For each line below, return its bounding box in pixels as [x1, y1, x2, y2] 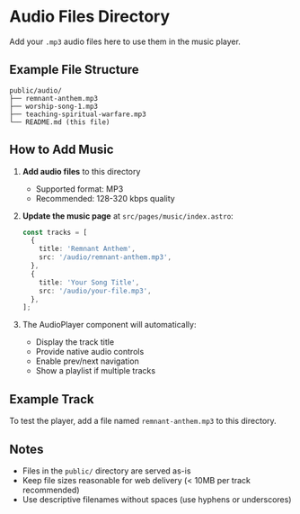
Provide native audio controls [35, 347, 145, 357]
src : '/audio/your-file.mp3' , [39, 286, 152, 295]
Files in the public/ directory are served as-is [22, 465, 191, 476]
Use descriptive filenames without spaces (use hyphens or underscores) [22, 493, 292, 505]
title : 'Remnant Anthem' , [39, 245, 137, 254]
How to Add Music [9, 142, 114, 158]
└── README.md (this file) [9, 117, 110, 127]
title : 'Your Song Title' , [39, 277, 140, 287]
